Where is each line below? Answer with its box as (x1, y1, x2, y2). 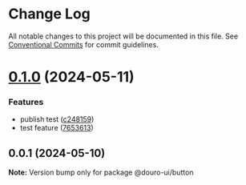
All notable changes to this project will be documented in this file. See (8, 31, 239, 41)
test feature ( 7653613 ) (19, 123, 94, 133)
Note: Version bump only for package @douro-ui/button (8, 167, 194, 177)
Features (8, 97, 44, 108)
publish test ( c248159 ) (19, 115, 95, 124)
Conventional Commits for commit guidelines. (8, 39, 159, 49)
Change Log (8, 5, 91, 23)
